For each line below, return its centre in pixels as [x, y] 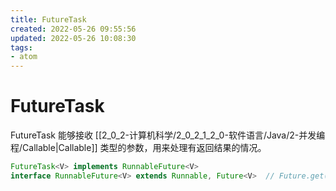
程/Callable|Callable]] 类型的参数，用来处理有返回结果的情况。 [138, 148]
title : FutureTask [48, 19]
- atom [24, 57]
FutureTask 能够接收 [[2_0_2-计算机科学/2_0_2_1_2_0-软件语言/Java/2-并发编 [168, 135]
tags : [21, 47]
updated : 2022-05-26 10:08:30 [73, 38]
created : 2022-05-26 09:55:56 [73, 29]
